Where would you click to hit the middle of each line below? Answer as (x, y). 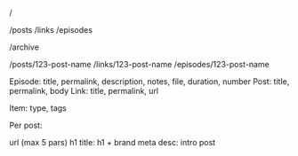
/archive (24, 47)
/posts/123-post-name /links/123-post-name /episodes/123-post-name (139, 64)
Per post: (26, 125)
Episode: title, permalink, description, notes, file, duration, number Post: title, (149, 82)
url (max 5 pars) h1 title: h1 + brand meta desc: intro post (113, 142)
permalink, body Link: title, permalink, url (84, 91)
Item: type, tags (38, 108)
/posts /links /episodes (51, 30)
